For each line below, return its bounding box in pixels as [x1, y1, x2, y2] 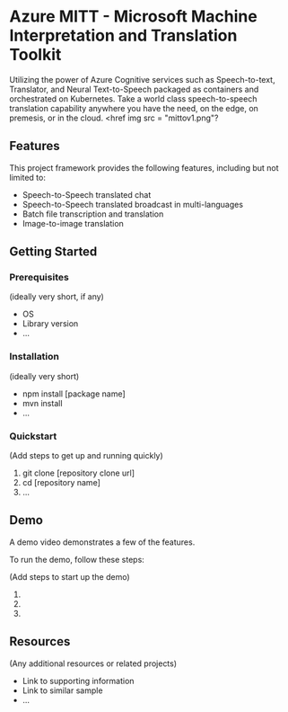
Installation [9, 351, 60, 363]
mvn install [22, 397, 63, 408]
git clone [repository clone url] [22, 467, 135, 478]
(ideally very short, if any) [9, 291, 105, 302]
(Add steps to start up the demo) [9, 571, 130, 582]
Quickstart [9, 430, 57, 442]
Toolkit [9, 45, 62, 65]
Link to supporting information [22, 675, 135, 686]
